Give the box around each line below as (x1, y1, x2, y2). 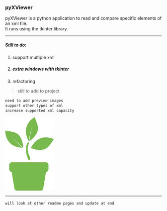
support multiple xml (12, 54, 55, 61)
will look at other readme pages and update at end (5, 201, 114, 206)
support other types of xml (5, 104, 64, 108)
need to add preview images (5, 99, 64, 104)
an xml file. (5, 20, 28, 26)
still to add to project (17, 88, 60, 94)
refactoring (12, 79, 36, 85)
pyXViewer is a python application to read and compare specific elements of (5, 15, 162, 21)
